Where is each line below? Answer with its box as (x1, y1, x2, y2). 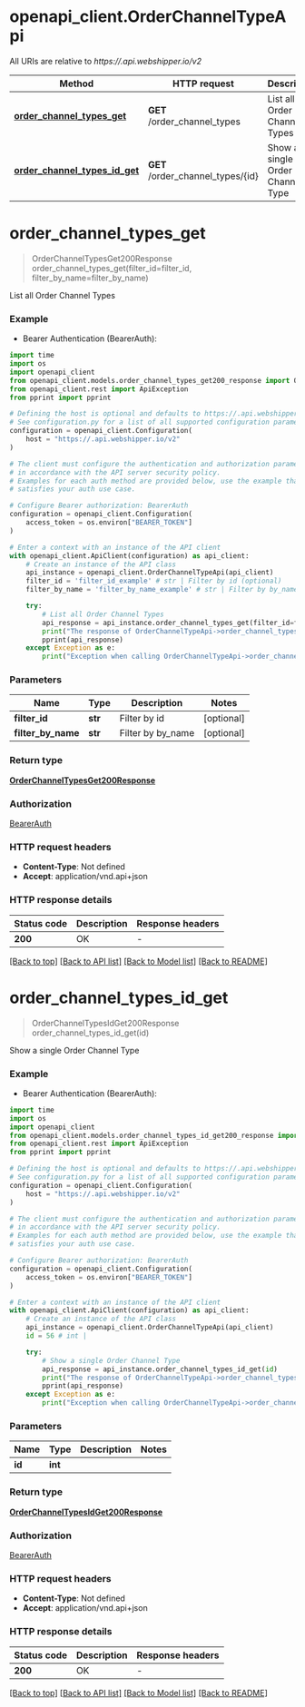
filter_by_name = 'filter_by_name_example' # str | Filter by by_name (25, 585, 299, 594)
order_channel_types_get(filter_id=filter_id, (31, 262, 192, 273)
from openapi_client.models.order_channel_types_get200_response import (9, 376, 290, 385)
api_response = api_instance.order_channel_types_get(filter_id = (42, 618, 295, 627)
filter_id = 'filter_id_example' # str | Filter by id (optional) (25, 576, 282, 586)
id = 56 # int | (25, 1331, 88, 1340)
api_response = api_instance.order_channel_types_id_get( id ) (42, 1364, 279, 1374)
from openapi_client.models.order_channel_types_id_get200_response (9, 1131, 274, 1140)
